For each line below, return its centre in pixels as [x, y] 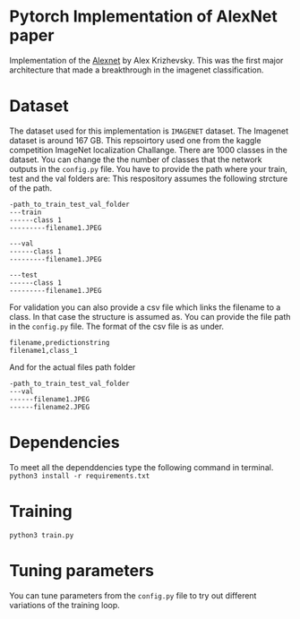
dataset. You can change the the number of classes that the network [136, 159]
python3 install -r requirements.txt [80, 476]
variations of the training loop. [65, 605]
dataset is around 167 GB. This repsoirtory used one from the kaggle [135, 140]
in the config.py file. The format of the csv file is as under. [117, 326]
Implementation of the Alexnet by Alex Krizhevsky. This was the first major [146, 60]
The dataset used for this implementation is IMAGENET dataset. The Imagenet [149, 131]
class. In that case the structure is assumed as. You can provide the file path [150, 316]
